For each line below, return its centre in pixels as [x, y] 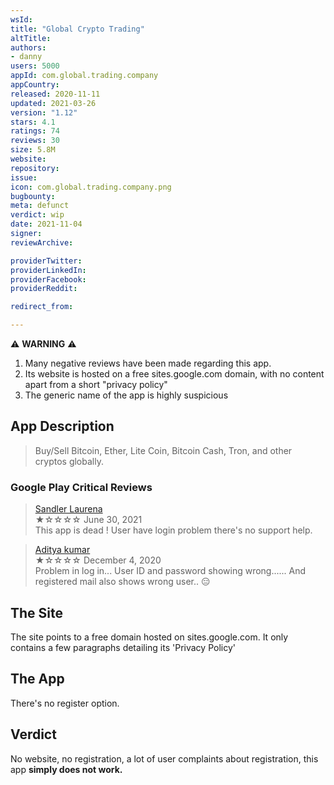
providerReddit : [44, 289]
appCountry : [35, 85]
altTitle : [31, 38]
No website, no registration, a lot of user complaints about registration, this [164, 758]
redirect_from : [42, 307]
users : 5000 [35, 66]
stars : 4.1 [33, 122]
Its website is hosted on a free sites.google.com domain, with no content [174, 374]
